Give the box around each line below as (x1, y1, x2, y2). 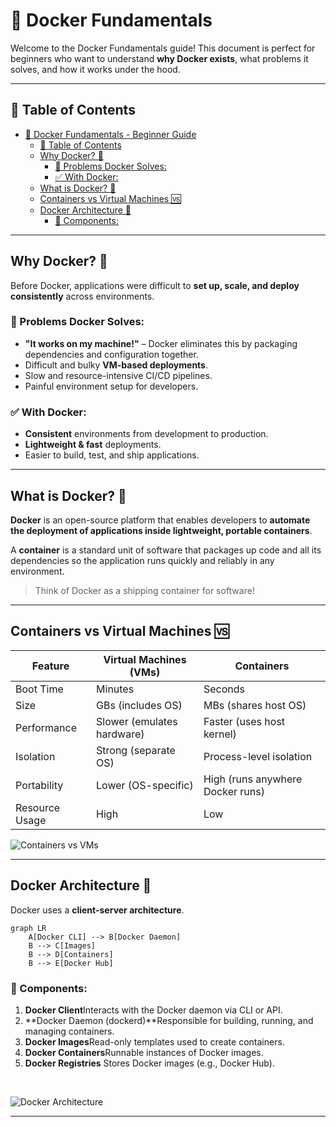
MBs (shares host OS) (203, 698, 307, 712)
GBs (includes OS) (96, 698, 183, 712)
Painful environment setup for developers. (24, 380, 199, 392)
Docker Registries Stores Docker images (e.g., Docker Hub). (24, 1057, 275, 1069)
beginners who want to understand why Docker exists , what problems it (10, 52, 309, 64)
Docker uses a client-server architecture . (10, 904, 185, 916)
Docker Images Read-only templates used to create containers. (24, 1035, 285, 1048)
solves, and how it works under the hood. (10, 63, 181, 75)
